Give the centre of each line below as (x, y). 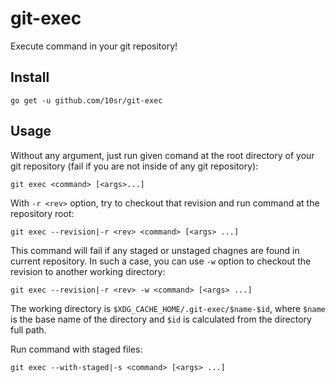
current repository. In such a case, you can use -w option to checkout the (161, 261)
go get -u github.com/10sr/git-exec (86, 100)
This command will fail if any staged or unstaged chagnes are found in (155, 250)
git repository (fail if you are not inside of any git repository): (134, 166)
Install (30, 77)
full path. (28, 329)
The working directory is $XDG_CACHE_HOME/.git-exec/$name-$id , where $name (168, 308)
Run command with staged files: (76, 349)
